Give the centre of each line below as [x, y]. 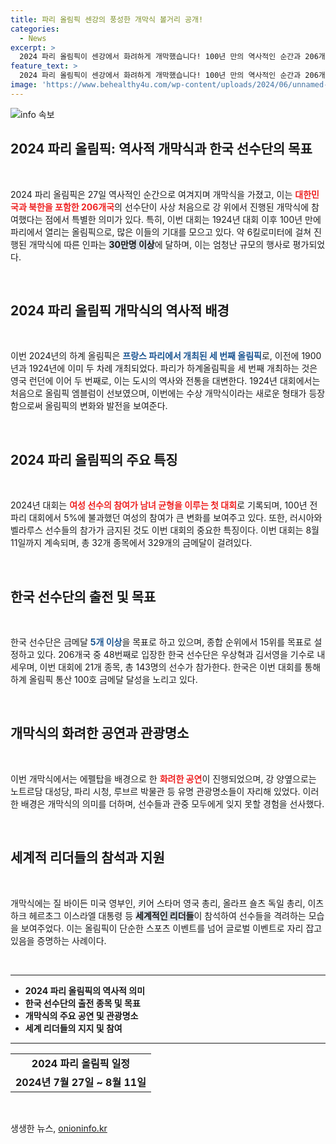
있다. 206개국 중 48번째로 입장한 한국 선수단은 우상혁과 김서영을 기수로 [175, 654]
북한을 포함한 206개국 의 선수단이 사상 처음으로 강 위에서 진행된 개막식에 [169, 207]
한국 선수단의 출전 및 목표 [83, 596]
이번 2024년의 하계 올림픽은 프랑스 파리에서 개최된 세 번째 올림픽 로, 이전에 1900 [166, 356]
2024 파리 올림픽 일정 [81, 1063]
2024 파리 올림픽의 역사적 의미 [85, 990]
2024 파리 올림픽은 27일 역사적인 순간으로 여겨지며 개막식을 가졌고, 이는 [151, 194]
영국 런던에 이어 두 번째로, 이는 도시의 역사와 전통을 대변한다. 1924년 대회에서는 [165, 381]
